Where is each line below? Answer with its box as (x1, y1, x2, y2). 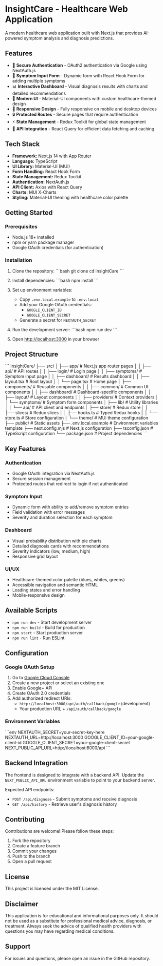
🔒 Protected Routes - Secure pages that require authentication (12, 111, 139, 117)
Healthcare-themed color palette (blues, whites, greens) (12, 576, 125, 582)
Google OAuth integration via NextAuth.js (12, 470, 95, 477)
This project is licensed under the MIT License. (5, 885, 99, 892)
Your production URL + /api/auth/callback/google (19, 706, 121, 712)
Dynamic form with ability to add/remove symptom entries (12, 504, 129, 510)
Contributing (5, 815, 45, 823)
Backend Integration (5, 759, 68, 767)
